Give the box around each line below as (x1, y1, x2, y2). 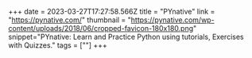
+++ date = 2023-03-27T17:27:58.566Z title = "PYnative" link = (8, 7, 215, 16)
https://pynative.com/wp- (130, 15, 215, 25)
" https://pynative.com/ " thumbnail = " (8, 15, 131, 25)
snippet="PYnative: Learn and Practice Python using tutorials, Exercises (8, 32, 244, 41)
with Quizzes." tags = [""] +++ (8, 41, 107, 50)
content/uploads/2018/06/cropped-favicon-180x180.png (8, 24, 193, 33)
